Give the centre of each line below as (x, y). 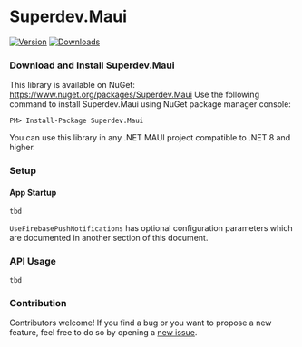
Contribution (38, 303)
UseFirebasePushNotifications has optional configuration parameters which (151, 228)
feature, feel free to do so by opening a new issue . (103, 332)
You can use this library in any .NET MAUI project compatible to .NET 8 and (150, 138)
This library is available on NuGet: (73, 85)
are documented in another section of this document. (109, 238)
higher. (23, 148)
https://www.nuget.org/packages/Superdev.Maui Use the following (135, 95)
